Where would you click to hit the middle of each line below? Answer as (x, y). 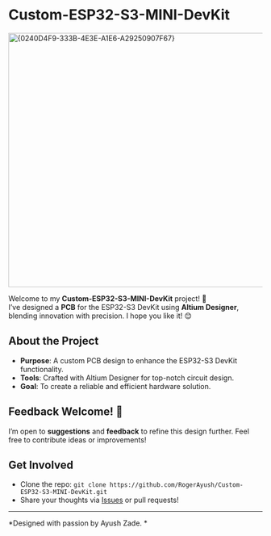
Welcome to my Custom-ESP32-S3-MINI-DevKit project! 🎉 (108, 298)
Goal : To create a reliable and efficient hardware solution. (115, 386)
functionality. (42, 369)
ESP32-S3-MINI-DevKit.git (63, 492)
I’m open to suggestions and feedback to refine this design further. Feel (129, 431)
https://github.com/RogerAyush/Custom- (176, 485)
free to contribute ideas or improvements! (77, 440)
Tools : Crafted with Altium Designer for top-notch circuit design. (127, 378)
